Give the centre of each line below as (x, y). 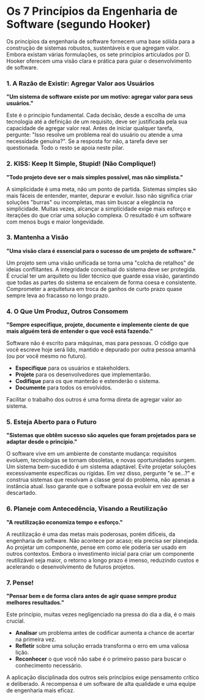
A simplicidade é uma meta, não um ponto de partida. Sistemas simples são (102, 189)
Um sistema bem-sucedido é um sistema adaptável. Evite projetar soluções (102, 467)
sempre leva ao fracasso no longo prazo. (58, 295)
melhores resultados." (35, 602)
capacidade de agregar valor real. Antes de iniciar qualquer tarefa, (90, 128)
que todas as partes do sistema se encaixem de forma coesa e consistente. (102, 282)
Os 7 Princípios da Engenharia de (92, 11)
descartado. (22, 493)
